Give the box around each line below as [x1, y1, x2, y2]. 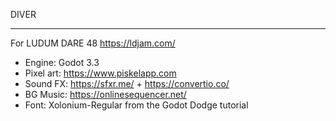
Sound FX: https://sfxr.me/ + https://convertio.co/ [24, 78, 230, 89]
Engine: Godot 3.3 [24, 57, 100, 68]
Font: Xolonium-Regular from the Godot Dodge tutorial [24, 99, 249, 111]
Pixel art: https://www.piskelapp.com [24, 67, 177, 79]
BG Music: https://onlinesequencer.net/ [24, 89, 187, 100]
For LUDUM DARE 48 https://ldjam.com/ [10, 37, 176, 49]
